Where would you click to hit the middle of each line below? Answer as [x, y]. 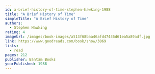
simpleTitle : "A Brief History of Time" [47, 18]
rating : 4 [15, 32]
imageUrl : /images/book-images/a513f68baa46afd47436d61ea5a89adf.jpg [78, 37]
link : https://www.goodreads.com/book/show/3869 [56, 41]
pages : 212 [16, 55]
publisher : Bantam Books [30, 59]
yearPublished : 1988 [26, 64]
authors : [14, 23]
